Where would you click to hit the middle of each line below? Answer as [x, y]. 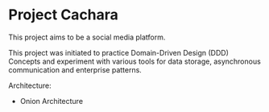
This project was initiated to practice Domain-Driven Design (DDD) [119, 52]
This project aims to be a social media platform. [87, 37]
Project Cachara [64, 15]
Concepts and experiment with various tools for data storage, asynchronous [135, 61]
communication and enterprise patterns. [75, 69]
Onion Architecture [51, 101]
